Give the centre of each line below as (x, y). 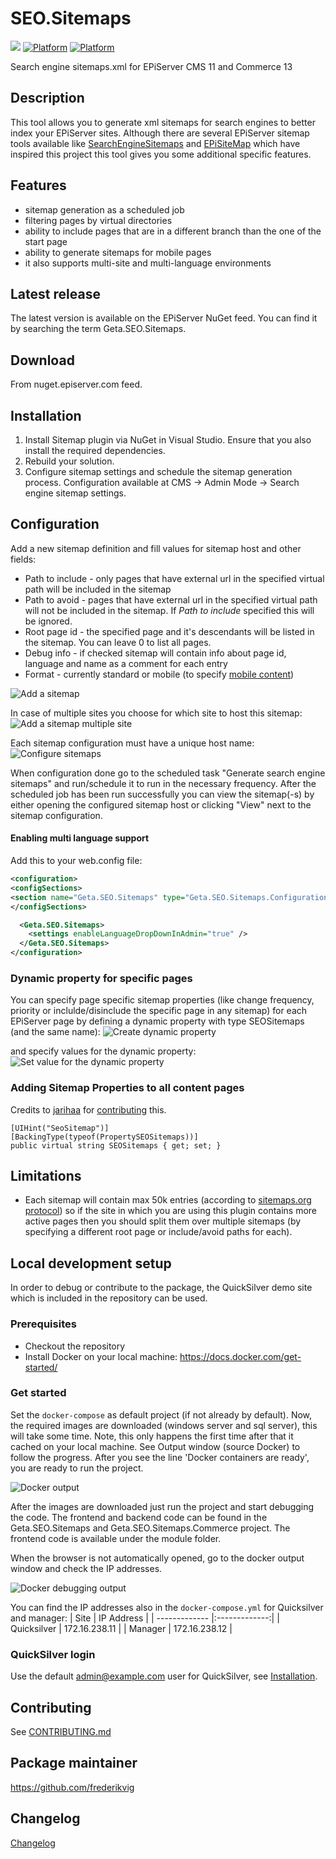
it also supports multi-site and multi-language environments (148, 263)
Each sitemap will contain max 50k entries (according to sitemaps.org (168, 1200)
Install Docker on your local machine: (101, 1356)
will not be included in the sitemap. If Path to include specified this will (169, 610)
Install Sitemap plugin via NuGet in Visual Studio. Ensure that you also (168, 440)
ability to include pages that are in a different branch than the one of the (173, 231)
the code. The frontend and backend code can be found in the (139, 1517)
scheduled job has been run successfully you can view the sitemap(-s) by (162, 794)
